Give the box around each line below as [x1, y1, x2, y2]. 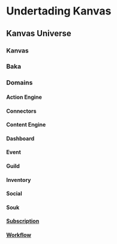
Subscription [6, 217, 40, 225]
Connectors [6, 107, 37, 114]
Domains [6, 78, 33, 87]
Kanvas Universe [6, 28, 72, 39]
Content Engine [6, 121, 46, 128]
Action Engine [6, 93, 42, 101]
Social [6, 190, 22, 197]
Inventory [6, 176, 31, 183]
